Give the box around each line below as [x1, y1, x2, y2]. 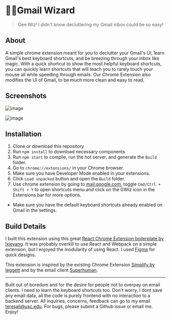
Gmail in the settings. [12, 207, 58, 214]
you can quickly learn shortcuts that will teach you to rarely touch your [5, 66, 153, 72]
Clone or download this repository [12, 143, 84, 149]
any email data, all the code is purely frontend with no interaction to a [5, 292, 151, 299]
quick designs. [5, 252, 36, 258]
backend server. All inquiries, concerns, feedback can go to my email [5, 298, 151, 304]
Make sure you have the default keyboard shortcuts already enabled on [12, 202, 163, 208]
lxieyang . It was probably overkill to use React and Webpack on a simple [5, 241, 157, 247]
